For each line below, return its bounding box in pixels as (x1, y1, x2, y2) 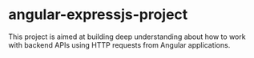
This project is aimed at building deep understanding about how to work (8, 32, 246, 41)
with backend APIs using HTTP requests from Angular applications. (8, 40, 231, 49)
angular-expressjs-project (8, 6, 188, 24)
